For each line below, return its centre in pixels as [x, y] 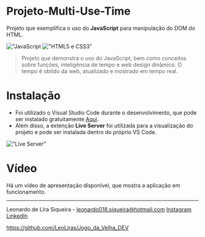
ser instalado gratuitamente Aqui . [57, 119]
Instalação [34, 96]
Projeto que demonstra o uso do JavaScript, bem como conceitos [104, 58]
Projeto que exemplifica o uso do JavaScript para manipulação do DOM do [101, 28]
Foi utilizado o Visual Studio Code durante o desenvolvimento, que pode [106, 112]
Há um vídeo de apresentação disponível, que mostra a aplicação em [93, 185]
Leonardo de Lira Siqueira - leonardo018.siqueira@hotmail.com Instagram [99, 209]
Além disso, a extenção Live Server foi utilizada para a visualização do [104, 126]
